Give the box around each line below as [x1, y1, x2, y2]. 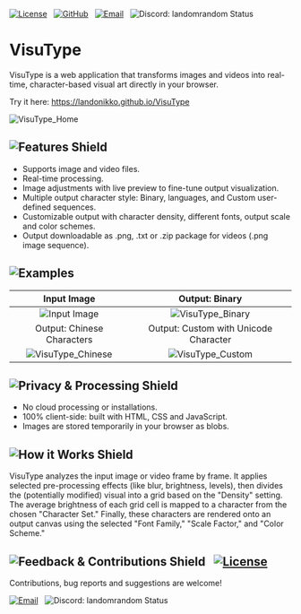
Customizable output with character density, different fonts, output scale [21, 211, 291, 221]
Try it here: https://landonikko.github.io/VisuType [9, 96, 190, 107]
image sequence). [21, 239, 90, 250]
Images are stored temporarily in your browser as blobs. [21, 421, 230, 432]
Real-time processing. [21, 173, 105, 184]
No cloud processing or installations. [21, 402, 159, 412]
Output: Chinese [35, 322, 104, 334]
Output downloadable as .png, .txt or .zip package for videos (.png [21, 229, 269, 241]
